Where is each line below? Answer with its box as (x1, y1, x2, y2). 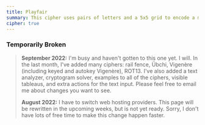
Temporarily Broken (6, 40, 67, 49)
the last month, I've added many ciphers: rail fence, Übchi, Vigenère (21, 60, 193, 68)
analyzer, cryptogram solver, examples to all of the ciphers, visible (21, 74, 188, 81)
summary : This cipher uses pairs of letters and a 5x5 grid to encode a (6, 15, 195, 21)
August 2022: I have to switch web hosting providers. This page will (21, 98, 194, 105)
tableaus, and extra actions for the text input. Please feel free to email (21, 80, 196, 87)
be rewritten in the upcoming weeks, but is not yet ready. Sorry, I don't (21, 105, 199, 112)
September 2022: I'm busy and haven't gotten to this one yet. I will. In (21, 54, 198, 62)
